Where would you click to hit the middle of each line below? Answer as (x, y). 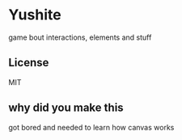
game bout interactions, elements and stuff (80, 37)
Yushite (35, 15)
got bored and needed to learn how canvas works (91, 127)
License (29, 63)
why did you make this (66, 108)
